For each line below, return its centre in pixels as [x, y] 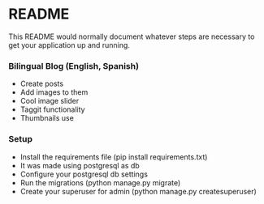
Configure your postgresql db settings [84, 174]
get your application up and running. [69, 45]
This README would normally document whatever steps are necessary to [132, 36]
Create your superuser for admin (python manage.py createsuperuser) [138, 191]
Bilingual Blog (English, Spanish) [74, 66]
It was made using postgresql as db [80, 165]
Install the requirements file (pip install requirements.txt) [114, 157]
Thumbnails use [47, 118]
